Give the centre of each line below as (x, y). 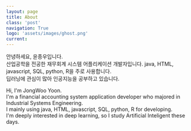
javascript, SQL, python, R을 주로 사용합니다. (59, 71)
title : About (22, 17)
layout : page (22, 12)
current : (17, 39)
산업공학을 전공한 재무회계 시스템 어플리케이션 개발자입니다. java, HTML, (90, 64)
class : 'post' (24, 22)
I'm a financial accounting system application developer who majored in (93, 97)
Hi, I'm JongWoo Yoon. (34, 90)
